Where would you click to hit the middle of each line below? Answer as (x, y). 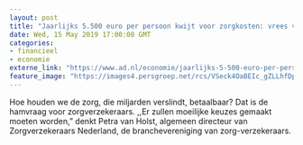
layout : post (34, 18)
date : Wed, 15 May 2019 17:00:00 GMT (80, 34)
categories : (32, 43)
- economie (30, 59)
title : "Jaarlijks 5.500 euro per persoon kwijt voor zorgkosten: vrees (149, 26)
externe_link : (36, 68)
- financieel (34, 51)
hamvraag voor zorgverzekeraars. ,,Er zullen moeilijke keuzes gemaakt (141, 111)
